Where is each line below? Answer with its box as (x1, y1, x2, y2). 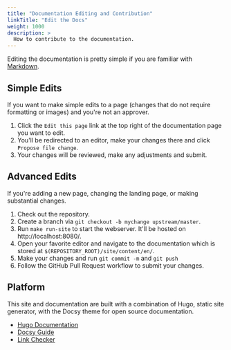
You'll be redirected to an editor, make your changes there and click (17, 136, 210, 144)
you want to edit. (17, 129, 66, 137)
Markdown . (7, 62, 39, 71)
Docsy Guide (17, 328, 55, 336)
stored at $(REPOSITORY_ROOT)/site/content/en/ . (17, 246, 155, 255)
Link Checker (17, 335, 55, 343)
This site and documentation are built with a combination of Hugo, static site (7, 300, 225, 308)
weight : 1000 (7, 23, 45, 30)
